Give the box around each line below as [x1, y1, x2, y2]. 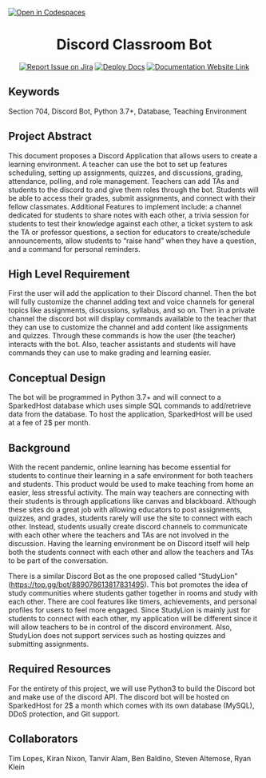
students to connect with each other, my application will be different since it [8, 614, 258, 623]
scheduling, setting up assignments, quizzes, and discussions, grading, [8, 168, 244, 178]
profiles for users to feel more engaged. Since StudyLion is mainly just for [8, 605, 251, 615]
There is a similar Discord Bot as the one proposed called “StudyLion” [8, 572, 238, 581]
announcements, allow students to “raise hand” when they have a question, [8, 236, 257, 245]
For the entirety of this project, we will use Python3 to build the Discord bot [8, 684, 256, 693]
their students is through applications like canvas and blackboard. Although [8, 497, 257, 505]
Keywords [8, 85, 60, 99]
